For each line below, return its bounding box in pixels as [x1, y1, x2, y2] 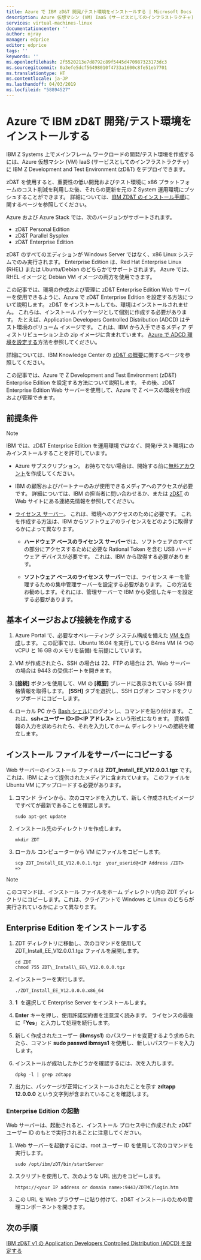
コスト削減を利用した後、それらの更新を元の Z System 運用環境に [22, 185, 184, 193]
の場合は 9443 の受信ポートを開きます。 [14, 667, 115, 674]
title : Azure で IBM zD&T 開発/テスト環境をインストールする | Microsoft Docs [6, 8, 192, 15]
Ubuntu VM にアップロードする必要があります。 [6, 781, 124, 789]
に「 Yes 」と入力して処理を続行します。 [14, 1019, 113, 1027]
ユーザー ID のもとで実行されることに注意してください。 [6, 1129, 145, 1136]
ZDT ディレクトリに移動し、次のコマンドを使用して [14, 940, 142, 947]
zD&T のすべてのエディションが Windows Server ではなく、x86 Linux [6, 250, 177, 258]
